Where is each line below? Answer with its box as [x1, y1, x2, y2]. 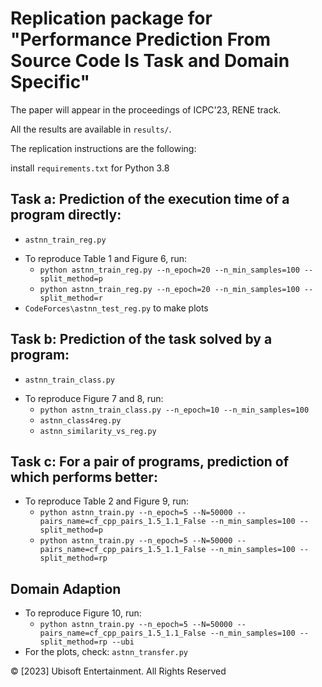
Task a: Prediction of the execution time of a [10, 191, 290, 208]
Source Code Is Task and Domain [10, 50, 290, 72]
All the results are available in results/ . [10, 123, 172, 135]
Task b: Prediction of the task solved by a [10, 331, 273, 348]
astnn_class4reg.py [39, 415, 122, 426]
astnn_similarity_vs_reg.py [39, 426, 157, 436]
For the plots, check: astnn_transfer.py [24, 646, 189, 658]
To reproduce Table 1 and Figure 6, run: [24, 252, 188, 264]
